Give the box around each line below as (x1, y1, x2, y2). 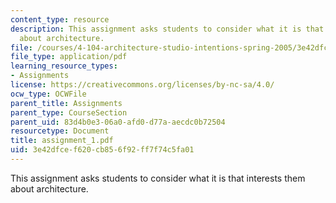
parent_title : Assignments (10, 98, 123, 108)
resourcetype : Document (10, 126, 110, 136)
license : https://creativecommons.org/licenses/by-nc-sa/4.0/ (10, 80, 275, 90)
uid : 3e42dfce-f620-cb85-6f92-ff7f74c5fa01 (10, 145, 195, 155)
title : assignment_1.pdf (10, 136, 114, 146)
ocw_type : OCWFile (10, 89, 87, 99)
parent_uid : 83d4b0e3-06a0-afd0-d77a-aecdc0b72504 (10, 117, 226, 127)
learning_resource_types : (10, 61, 118, 71)
